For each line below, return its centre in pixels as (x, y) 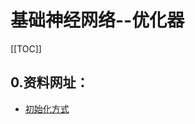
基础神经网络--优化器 (97, 20)
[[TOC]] (26, 48)
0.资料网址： (50, 82)
